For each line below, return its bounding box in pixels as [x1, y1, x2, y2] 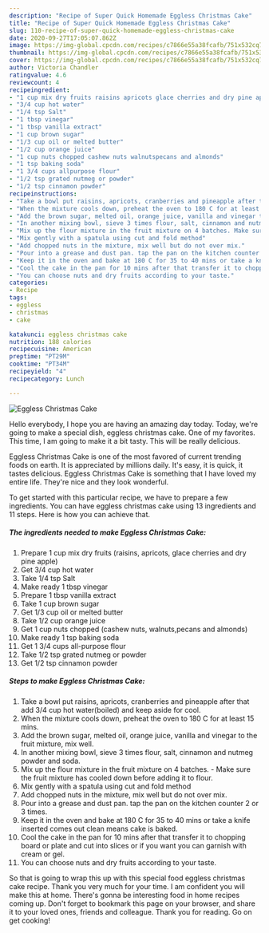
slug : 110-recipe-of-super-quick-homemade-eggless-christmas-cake [9, 26, 235, 34]
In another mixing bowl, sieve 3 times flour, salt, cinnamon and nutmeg [20, 747, 254, 757]
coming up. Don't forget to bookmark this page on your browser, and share [9, 899, 256, 908]
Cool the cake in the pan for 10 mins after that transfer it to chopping [20, 832, 246, 842]
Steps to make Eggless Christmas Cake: [9, 676, 145, 686]
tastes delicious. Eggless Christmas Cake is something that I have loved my [9, 468, 257, 478]
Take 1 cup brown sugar [20, 599, 100, 608]
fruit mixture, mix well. [20, 739, 94, 749]
